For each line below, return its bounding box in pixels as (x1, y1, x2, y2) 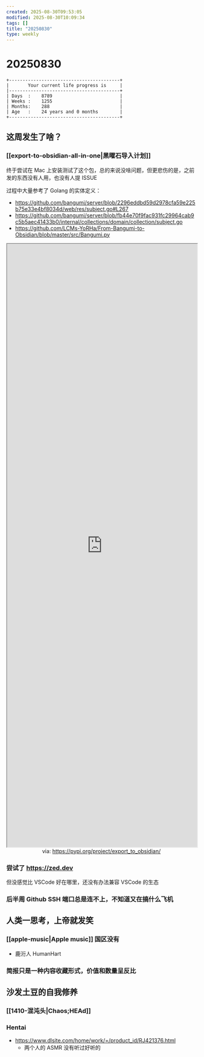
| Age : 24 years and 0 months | (6, 109, 123, 115)
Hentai (6, 1023, 27, 1032)
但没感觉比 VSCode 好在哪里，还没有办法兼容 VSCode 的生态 (6, 878, 159, 886)
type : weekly (6, 31, 39, 37)
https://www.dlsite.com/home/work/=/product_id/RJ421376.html (14, 1037, 176, 1044)
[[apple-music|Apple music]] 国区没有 (6, 935, 120, 944)
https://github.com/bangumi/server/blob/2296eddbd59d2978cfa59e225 (14, 198, 196, 206)
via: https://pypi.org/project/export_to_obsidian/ (42, 847, 161, 854)
